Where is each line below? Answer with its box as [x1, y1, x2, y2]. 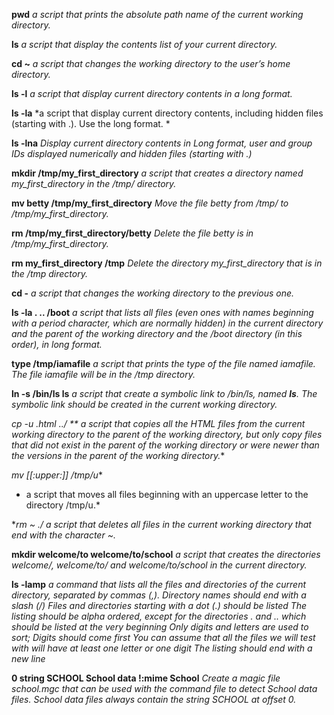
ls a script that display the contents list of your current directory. [11, 39, 278, 50]
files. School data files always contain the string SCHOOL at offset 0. [11, 694, 297, 705]
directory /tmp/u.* [25, 499, 101, 511]
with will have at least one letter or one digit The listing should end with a [11, 642, 313, 654]
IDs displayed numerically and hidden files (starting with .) [11, 148, 253, 159]
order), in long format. [11, 339, 103, 350]
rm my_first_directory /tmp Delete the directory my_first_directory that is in [11, 257, 323, 269]
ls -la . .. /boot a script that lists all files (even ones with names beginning [11, 307, 314, 318]
